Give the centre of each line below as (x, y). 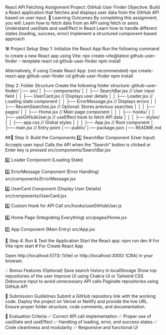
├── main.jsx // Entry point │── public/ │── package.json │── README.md (83, 128)
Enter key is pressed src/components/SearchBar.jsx (58, 150)
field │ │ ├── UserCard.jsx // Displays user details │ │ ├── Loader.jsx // (79, 96)
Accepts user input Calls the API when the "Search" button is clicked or (78, 145)
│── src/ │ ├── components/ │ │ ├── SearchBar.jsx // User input (87, 91)
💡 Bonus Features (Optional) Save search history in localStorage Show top (81, 270)
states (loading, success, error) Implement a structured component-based (81, 33)
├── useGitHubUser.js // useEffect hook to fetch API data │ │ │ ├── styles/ (83, 117)
